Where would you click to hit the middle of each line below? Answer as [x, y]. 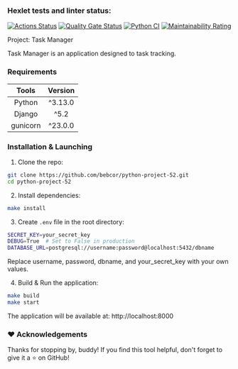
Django [26, 114]
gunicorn [26, 125]
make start [23, 303]
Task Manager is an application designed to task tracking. [92, 54]
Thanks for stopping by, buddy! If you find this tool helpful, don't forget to [115, 350]
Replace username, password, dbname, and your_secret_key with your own [118, 262]
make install [27, 208]
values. [18, 269]
